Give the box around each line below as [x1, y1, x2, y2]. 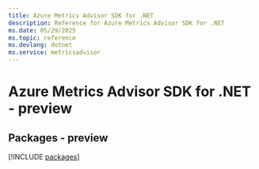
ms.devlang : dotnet [8, 41, 73, 49]
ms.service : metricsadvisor [8, 48, 101, 56]
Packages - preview [8, 131, 109, 144]
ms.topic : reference [8, 33, 77, 42]
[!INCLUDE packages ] [8, 152, 80, 161]
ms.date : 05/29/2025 [8, 26, 77, 34]
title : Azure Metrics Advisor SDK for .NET [8, 11, 154, 20]
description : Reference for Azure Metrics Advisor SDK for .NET [8, 19, 225, 27]
